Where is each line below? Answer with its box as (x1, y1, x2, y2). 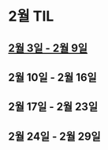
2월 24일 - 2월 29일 (8, 129, 101, 143)
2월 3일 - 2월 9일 (8, 41, 88, 55)
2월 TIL (8, 7, 54, 25)
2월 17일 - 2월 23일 (8, 100, 99, 113)
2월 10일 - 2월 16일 (8, 71, 97, 84)
